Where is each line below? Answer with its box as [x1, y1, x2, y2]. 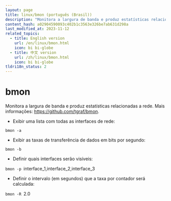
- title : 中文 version [10, 50, 56, 55]
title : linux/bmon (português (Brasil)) [5, 12, 93, 17]
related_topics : [5, 31, 40, 36]
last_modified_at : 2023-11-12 [5, 26, 70, 32]
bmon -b [5, 147, 22, 152]
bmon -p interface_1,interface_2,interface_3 [5, 166, 95, 172]
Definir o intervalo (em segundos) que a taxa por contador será [12, 176, 146, 182]
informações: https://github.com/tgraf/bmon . [5, 108, 99, 114]
